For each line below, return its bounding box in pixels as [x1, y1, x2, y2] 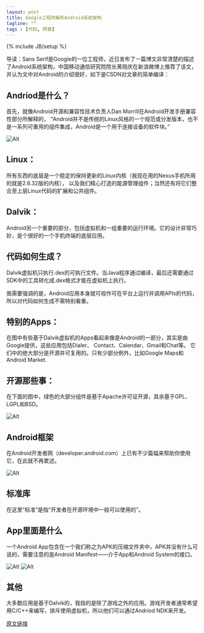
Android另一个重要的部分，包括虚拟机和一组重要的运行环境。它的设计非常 [6, 224, 192, 231]
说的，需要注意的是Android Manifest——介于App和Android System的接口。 [6, 550, 196, 558]
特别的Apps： [6, 316, 59, 327]
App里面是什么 [6, 525, 63, 536]
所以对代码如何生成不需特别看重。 [6, 297, 92, 305]
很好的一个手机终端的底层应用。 [27, 232, 108, 239]
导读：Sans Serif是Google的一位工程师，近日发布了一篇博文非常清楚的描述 [6, 56, 194, 63]
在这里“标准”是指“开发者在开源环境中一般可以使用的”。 [6, 506, 144, 513]
